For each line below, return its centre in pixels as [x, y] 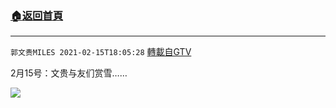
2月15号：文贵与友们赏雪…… [69, 73]
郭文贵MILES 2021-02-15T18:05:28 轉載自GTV [101, 52]
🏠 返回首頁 [37, 15]
